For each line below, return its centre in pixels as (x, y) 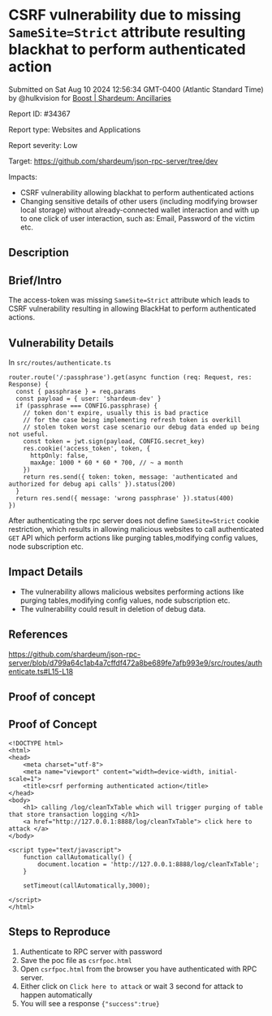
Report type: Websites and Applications (75, 129)
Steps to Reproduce (60, 932)
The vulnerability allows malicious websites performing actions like (132, 591)
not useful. (28, 434)
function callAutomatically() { (78, 857)
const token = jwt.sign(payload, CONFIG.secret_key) (114, 441)
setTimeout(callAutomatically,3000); (87, 885)
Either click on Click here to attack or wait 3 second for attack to (132, 986)
